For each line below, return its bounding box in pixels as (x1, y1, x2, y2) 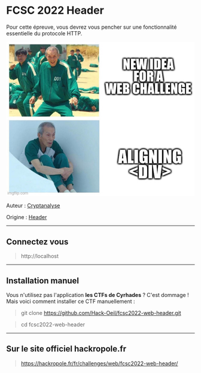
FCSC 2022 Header (6, 4, 105, 17)
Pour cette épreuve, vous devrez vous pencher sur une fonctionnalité (6, 23, 177, 31)
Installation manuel (6, 275, 80, 286)
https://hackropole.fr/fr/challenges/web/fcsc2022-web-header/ (20, 360, 178, 367)
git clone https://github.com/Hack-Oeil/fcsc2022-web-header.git (20, 310, 181, 316)
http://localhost (20, 253, 59, 260)
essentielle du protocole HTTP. (6, 29, 83, 37)
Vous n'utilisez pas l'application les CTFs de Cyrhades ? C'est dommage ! (6, 292, 190, 298)
